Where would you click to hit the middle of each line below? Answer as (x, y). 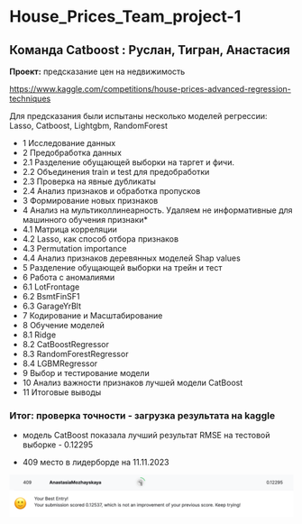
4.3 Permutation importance (74, 248)
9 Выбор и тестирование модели (86, 373)
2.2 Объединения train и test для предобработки (116, 172)
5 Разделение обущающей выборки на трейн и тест (122, 267)
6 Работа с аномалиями (69, 277)
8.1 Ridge (39, 335)
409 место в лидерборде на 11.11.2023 (96, 463)
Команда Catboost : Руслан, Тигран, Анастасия (150, 50)
